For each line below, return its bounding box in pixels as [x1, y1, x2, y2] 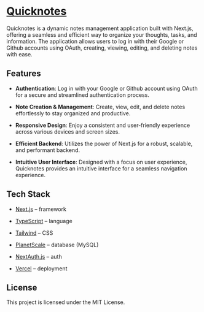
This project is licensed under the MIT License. [6, 299, 125, 306]
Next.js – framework [15, 205, 66, 213]
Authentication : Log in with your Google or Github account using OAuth [15, 85, 198, 92]
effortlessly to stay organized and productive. [15, 109, 131, 117]
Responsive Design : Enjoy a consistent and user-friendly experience [15, 121, 190, 129]
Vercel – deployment [15, 265, 68, 272]
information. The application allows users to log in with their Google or [6, 37, 184, 45]
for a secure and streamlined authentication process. [15, 91, 149, 99]
